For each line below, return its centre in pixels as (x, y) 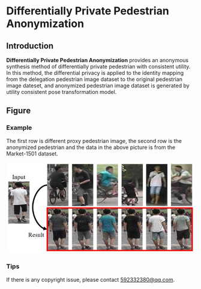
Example (19, 128)
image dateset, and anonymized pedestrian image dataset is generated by (98, 86)
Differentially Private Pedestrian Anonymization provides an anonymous (97, 60)
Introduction (30, 46)
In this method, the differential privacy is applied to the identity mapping (95, 73)
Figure (19, 111)
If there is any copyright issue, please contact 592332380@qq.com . (91, 279)
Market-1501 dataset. (32, 153)
